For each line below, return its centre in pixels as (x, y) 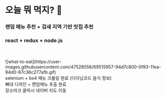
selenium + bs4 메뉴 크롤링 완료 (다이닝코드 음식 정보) (59, 78)
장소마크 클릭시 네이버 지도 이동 (36, 91)
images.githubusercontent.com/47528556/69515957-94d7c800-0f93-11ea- (83, 67)
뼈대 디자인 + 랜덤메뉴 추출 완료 (36, 84)
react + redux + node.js (34, 41)
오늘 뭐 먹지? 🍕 (34, 10)
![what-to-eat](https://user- (33, 62)
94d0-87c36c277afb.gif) (31, 72)
